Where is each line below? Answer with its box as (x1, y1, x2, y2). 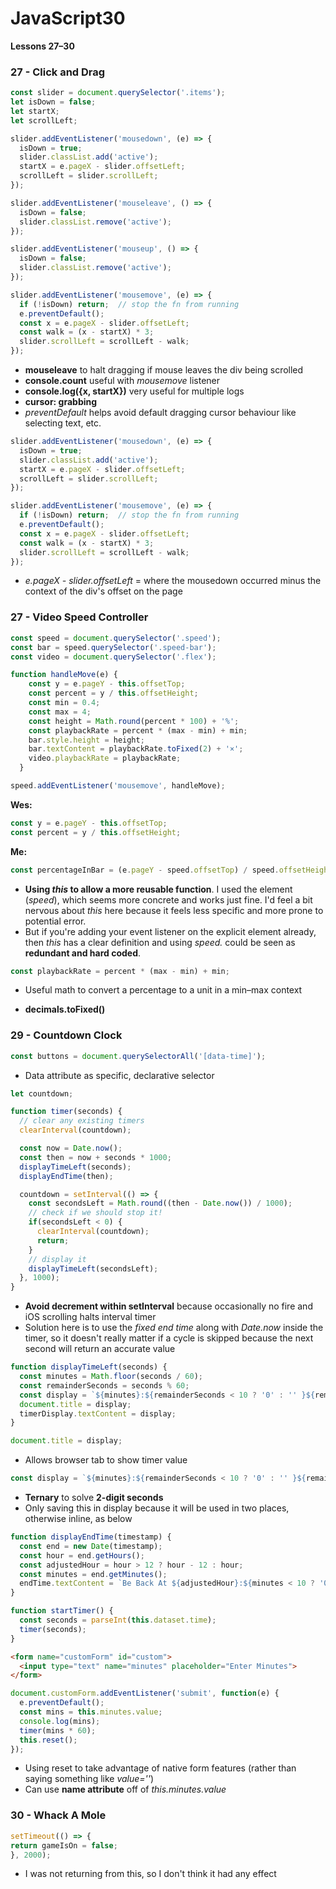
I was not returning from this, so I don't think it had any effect (24, 1868, 277, 1880)
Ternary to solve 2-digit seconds (24, 1492, 164, 1504)
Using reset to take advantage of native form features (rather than (24, 1762, 297, 1774)
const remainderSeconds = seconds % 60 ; (19, 1380, 190, 1391)
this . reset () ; (19, 1735, 78, 1745)
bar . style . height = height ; (28, 735, 145, 745)
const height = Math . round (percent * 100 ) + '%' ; (28, 716, 240, 726)
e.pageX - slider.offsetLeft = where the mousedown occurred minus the (24, 575, 322, 587)
